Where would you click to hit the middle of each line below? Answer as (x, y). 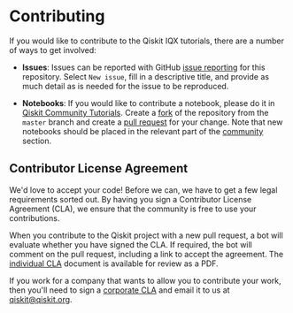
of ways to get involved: (53, 50)
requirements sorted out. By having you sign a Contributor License (131, 199)
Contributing (57, 16)
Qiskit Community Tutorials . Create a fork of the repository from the (145, 112)
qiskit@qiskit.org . (41, 299)
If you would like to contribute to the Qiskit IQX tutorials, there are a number (147, 41)
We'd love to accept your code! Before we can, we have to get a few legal (143, 190)
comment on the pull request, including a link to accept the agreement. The (146, 254)
